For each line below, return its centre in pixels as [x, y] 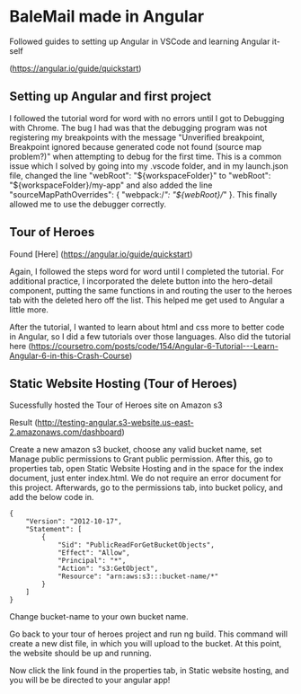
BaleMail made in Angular [107, 17]
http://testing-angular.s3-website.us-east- [116, 423]
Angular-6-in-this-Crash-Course [70, 356]
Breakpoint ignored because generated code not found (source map [136, 146]
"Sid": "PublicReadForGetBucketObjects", [136, 545]
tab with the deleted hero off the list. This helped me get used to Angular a [147, 300]
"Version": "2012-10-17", [74, 522]
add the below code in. [52, 497]
